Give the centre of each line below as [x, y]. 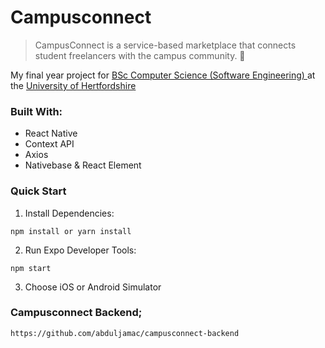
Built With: [36, 111]
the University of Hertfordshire [73, 85]
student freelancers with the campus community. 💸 [140, 55]
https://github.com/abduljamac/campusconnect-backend [125, 333]
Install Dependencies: [69, 213]
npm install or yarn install [71, 231]
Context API [49, 144]
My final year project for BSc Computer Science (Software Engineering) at [163, 75]
